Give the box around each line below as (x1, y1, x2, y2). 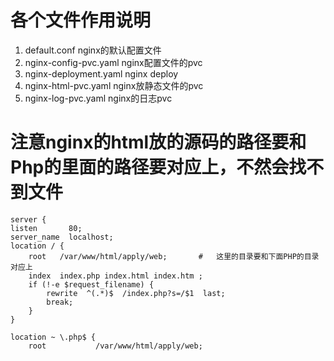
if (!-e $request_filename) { (28, 279, 155, 290)
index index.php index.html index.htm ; (28, 271, 203, 281)
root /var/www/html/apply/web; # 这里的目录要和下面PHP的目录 (28, 251, 320, 261)
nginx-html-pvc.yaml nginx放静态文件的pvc (24, 79, 204, 91)
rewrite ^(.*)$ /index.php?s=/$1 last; (46, 288, 226, 298)
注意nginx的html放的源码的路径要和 (10, 131, 307, 154)
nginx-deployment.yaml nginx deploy (24, 67, 179, 80)
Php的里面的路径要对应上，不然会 (10, 156, 290, 179)
